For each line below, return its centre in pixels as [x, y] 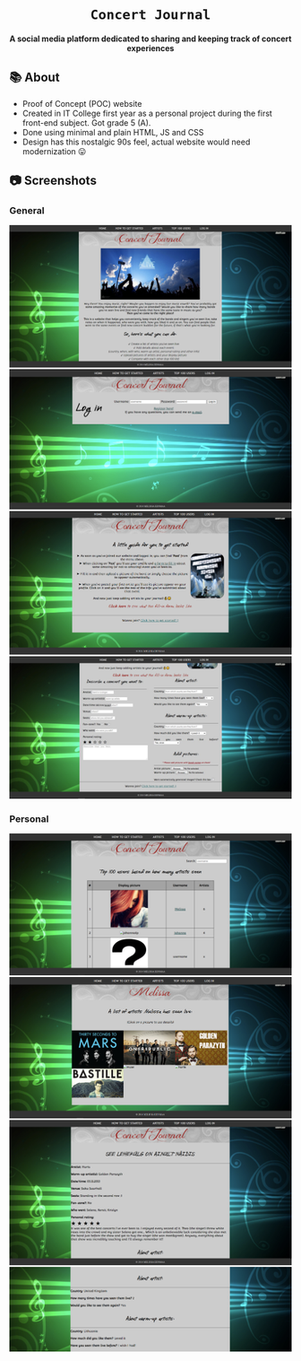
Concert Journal [150, 15]
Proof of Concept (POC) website [82, 103]
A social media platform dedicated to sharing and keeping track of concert [150, 39]
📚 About [34, 78]
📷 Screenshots [53, 181]
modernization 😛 [54, 151]
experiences [150, 48]
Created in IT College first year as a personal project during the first [147, 113]
